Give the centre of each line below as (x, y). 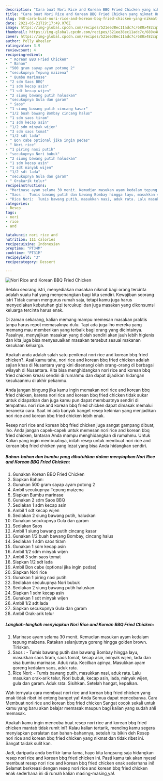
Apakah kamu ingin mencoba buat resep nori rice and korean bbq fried (76, 723)
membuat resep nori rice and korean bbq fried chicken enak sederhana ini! (80, 763)
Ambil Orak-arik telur (33, 613)
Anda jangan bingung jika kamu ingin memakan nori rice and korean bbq (78, 390)
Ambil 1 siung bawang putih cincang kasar (54, 531)
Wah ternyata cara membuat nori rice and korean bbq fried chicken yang (78, 693)
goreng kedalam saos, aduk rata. (45, 667)
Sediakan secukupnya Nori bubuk (46, 582)
